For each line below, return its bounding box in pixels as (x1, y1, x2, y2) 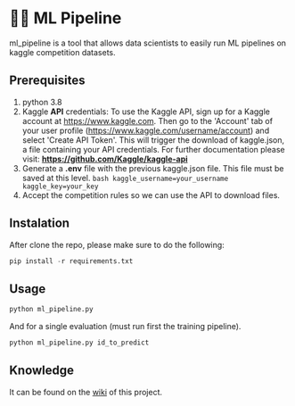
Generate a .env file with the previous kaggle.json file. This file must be (21, 162, 284, 173)
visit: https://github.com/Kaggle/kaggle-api (21, 153, 189, 164)
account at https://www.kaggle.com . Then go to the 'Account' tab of (21, 115, 274, 126)
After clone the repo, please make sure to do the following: (9, 239, 225, 250)
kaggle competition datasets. (9, 46, 116, 57)
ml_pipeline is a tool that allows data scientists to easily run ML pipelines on (9, 37, 287, 48)
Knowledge (9, 363, 74, 378)
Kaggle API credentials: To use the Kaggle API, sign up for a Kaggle (21, 106, 270, 117)
